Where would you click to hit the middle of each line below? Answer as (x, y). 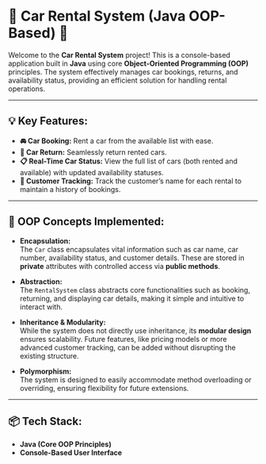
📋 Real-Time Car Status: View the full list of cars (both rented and (129, 161)
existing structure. (49, 355)
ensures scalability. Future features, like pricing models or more (123, 339)
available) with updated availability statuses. (91, 172)
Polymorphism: (46, 371)
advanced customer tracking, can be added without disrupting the (127, 347)
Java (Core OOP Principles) (66, 444)
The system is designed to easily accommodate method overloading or (135, 379)
